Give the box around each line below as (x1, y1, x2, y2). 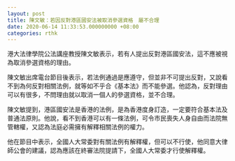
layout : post (7, 10, 45, 17)
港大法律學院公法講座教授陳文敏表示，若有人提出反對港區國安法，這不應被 (7, 49, 222, 58)
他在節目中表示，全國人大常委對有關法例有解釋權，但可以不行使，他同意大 (7, 137, 222, 146)
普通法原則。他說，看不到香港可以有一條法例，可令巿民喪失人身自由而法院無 (7, 114, 228, 123)
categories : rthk (7, 29, 58, 37)
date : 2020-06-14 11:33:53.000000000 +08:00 (7, 23, 139, 30)
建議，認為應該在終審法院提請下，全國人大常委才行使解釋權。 (31, 146, 210, 155)
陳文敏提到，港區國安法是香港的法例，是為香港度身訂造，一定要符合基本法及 (7, 105, 228, 114)
